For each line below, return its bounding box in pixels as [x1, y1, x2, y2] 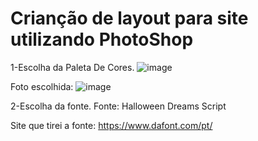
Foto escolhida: [10, 80, 74, 92]
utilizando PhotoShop [10, 28, 194, 51]
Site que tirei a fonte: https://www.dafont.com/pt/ [10, 119, 213, 131]
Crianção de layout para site [10, 7, 249, 30]
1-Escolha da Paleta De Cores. [10, 61, 135, 73]
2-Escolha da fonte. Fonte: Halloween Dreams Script [10, 100, 227, 112]
